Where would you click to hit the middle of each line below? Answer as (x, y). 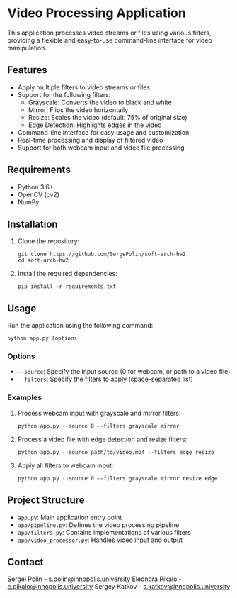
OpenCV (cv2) (39, 194)
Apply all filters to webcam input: (65, 465)
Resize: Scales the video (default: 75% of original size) (108, 117)
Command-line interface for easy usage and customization (103, 132)
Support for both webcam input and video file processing (101, 148)
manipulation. (27, 48)
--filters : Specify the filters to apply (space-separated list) (105, 379)
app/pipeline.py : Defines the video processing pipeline (98, 525)
